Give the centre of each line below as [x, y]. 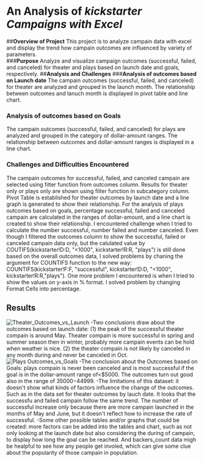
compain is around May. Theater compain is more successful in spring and [100, 336]
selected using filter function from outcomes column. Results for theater [97, 184]
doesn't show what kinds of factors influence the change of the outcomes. [100, 388]
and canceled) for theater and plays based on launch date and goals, [93, 67]
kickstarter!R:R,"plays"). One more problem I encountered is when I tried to [100, 275]
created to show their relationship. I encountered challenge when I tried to [99, 223]
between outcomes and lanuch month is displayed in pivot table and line [97, 93]
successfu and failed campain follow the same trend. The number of [92, 401]
